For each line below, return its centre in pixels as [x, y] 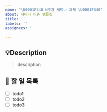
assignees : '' [20, 28]
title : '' [15, 19]
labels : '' [16, 24]
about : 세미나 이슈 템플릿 [29, 14]
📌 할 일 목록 [22, 82]
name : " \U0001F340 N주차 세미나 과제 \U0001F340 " [54, 10]
